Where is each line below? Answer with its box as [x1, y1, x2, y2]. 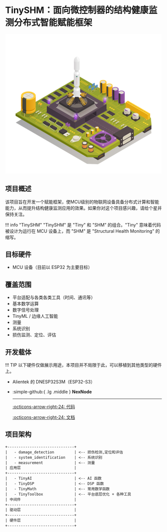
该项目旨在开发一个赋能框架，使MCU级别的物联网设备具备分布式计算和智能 [5, 199, 160, 205]
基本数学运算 [12, 301, 39, 307]
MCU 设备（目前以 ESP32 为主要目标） [12, 265, 93, 270]
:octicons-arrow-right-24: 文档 [12, 414, 76, 420]
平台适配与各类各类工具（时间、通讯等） [12, 294, 95, 300]
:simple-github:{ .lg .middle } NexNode [12, 389, 92, 395]
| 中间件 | [5, 497, 77, 502]
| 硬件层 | [5, 518, 77, 523]
